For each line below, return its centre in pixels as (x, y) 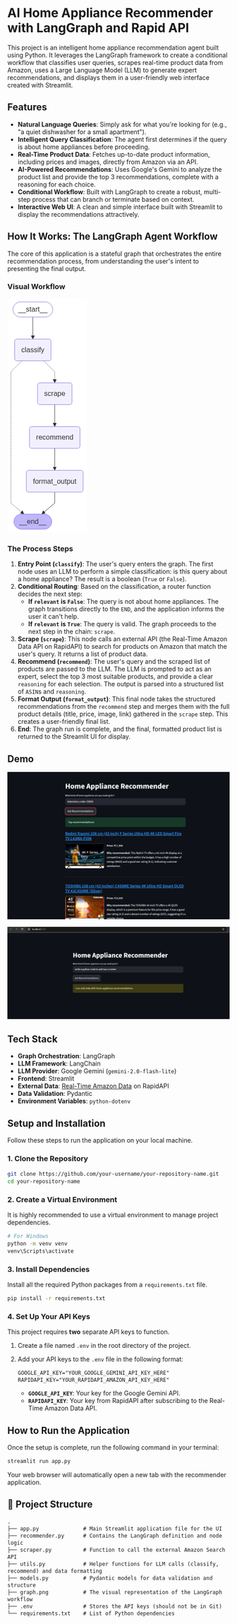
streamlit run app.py (39, 1462)
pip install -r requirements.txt (56, 1298)
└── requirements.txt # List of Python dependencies (91, 1613)
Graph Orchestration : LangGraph (66, 1056)
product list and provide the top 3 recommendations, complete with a (118, 177)
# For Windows (28, 1236)
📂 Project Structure (50, 1504)
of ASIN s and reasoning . (52, 692)
